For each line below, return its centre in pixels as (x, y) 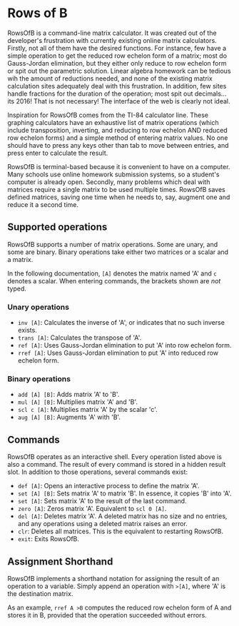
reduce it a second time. (43, 204)
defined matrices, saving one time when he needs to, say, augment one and (119, 197)
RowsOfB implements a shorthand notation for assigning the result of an (113, 578)
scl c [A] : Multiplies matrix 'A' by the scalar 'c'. (88, 410)
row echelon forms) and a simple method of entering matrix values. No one (118, 138)
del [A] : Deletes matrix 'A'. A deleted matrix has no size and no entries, (122, 516)
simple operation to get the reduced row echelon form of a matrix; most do (117, 56)
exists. (27, 330)
